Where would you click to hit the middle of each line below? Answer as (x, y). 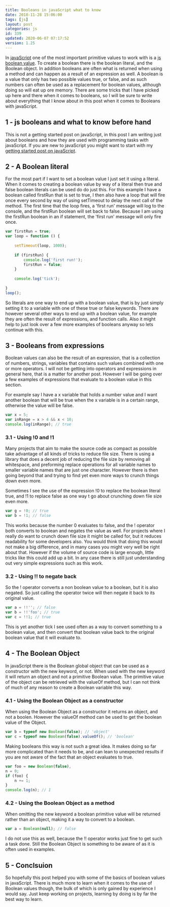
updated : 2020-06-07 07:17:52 (37, 39)
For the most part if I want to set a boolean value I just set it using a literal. (82, 179)
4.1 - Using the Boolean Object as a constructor (64, 700)
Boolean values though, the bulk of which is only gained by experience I (80, 889)
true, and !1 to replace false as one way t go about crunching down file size (84, 496)
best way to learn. (24, 899)
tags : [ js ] (17, 19)
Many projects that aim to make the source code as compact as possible (81, 449)
